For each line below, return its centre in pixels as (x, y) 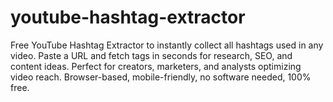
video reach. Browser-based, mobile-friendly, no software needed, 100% (161, 77)
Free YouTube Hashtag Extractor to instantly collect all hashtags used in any (167, 45)
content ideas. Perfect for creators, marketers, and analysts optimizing (156, 66)
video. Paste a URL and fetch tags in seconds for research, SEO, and (151, 55)
